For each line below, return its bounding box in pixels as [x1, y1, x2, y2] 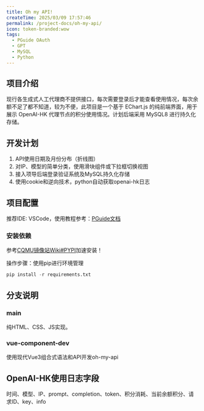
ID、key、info [11, 398, 46, 406]
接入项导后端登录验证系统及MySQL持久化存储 [15, 170, 130, 178]
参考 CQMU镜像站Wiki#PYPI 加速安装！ [6, 247, 103, 254]
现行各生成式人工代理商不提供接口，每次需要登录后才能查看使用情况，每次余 [6, 96, 199, 103]
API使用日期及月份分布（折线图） [15, 155, 99, 163]
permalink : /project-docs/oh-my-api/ [6, 20, 102, 26]
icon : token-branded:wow [6, 26, 69, 32]
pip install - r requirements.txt [6, 272, 91, 278]
